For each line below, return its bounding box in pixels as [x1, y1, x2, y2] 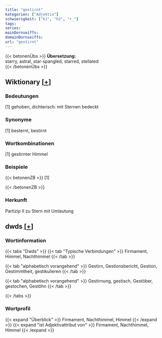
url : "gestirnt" [5, 40, 39, 45]
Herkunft [5, 196, 27, 203]
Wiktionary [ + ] [5, 78, 51, 87]
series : [5, 26, 21, 31]
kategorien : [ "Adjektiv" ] [5, 12, 58, 17]
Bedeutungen [5, 93, 39, 99]
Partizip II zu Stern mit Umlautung [5, 208, 74, 214]
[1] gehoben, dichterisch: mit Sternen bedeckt [5, 104, 99, 110]
